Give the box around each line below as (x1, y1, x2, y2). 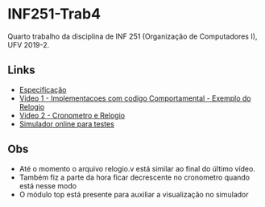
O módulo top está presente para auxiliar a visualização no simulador (19, 189, 249, 199)
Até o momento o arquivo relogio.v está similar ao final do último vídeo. (19, 164, 255, 173)
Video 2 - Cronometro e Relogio (19, 110, 126, 120)
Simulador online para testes (19, 118, 114, 129)
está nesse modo (19, 180, 77, 190)
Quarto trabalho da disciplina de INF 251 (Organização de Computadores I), (7, 31, 258, 41)
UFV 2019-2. (7, 39, 50, 49)
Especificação (19, 85, 67, 94)
